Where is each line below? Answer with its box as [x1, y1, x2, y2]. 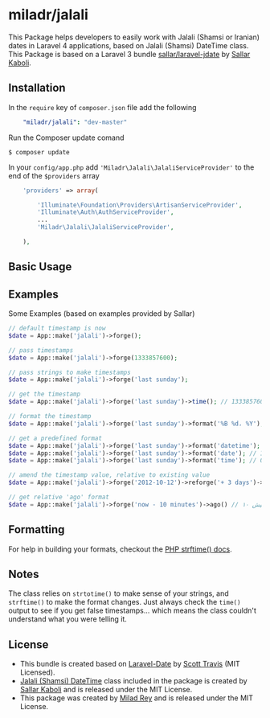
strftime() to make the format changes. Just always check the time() [8, 597, 241, 607]
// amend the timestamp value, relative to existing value [8, 471, 211, 479]
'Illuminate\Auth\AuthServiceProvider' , [37, 208, 174, 216]
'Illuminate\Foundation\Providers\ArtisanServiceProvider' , [37, 201, 243, 209]
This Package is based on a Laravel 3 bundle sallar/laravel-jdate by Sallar [8, 49, 251, 59]
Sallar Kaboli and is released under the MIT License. [19, 685, 193, 695]
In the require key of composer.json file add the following [8, 102, 197, 112]
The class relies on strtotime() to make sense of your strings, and [8, 589, 229, 598]
